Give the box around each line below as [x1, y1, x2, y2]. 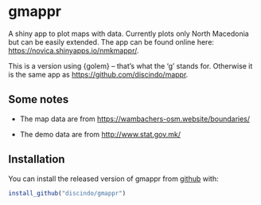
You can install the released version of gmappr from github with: [8, 174, 219, 183]
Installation [8, 152, 65, 166]
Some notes [8, 93, 69, 106]
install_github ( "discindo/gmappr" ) [8, 189, 127, 197]
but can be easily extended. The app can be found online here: [8, 37, 215, 46]
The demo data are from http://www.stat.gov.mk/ [19, 129, 181, 139]
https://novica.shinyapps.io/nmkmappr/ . [8, 45, 139, 55]
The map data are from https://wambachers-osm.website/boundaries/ [19, 114, 251, 124]
